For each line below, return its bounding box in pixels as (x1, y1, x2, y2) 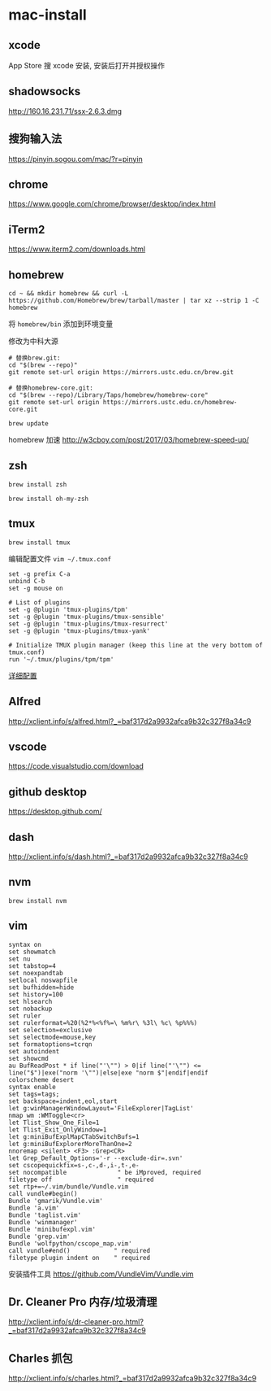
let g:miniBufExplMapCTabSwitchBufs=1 (8, 1132, 140, 1140)
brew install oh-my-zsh (8, 495, 89, 503)
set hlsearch (8, 997, 53, 1005)
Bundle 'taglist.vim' (8, 1210, 82, 1219)
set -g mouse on (8, 584, 63, 592)
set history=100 (8, 990, 63, 998)
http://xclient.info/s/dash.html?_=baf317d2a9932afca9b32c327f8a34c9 (8, 852, 249, 861)
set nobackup (8, 1005, 53, 1013)
